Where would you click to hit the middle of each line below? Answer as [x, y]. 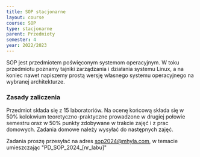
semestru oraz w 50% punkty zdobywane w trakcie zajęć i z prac [87, 123]
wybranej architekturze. [36, 81]
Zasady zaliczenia [33, 97]
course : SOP [21, 23]
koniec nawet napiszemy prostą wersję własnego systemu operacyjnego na [100, 75]
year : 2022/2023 [27, 46]
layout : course [25, 17]
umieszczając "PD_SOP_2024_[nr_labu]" [57, 147]
